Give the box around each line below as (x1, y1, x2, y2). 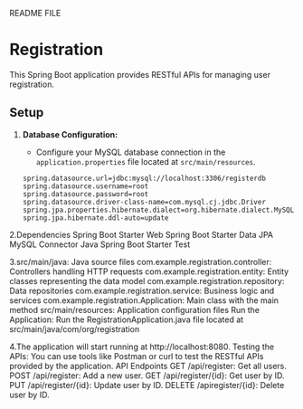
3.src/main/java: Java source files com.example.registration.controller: (9, 256, 272, 267)
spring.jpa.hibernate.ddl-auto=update (22, 213, 169, 223)
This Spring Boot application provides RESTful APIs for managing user (9, 69, 271, 80)
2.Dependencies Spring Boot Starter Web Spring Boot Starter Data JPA (9, 229, 274, 240)
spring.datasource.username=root (22, 181, 149, 191)
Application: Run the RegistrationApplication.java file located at (9, 314, 244, 325)
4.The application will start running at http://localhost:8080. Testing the (9, 341, 274, 352)
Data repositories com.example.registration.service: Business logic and (9, 285, 275, 296)
